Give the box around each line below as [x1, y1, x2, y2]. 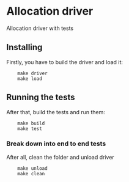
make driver [17, 70, 48, 76]
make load [17, 75, 43, 82]
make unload [17, 165, 48, 172]
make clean [17, 170, 45, 177]
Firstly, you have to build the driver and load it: [6, 58, 123, 65]
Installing [6, 42, 43, 53]
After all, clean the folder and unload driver [6, 153, 114, 161]
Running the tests [6, 92, 75, 103]
